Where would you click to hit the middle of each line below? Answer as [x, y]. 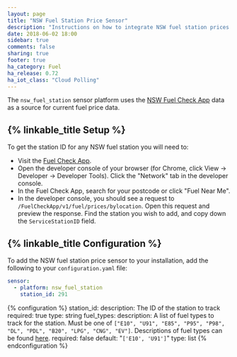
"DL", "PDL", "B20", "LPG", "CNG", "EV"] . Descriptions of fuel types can [115, 330]
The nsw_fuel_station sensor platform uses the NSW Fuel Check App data [116, 100]
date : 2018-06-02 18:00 [42, 34]
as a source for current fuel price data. [64, 108]
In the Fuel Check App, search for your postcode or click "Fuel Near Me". [124, 191]
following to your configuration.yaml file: [67, 268]
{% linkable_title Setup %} [67, 130]
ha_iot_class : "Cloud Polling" [53, 80]
